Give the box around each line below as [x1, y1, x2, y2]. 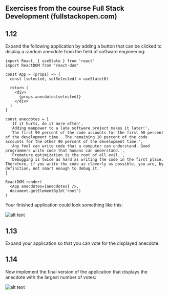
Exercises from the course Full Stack [5, 4, 124, 13]
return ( [10, 86, 29, 91]
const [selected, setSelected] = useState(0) [10, 76, 109, 81]
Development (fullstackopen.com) [5, 12, 117, 21]
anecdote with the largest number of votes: [5, 274, 96, 280]
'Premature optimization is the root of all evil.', [10, 153, 125, 158]
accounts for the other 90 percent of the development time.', [5, 139, 143, 144]
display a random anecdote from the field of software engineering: [5, 49, 146, 55]
